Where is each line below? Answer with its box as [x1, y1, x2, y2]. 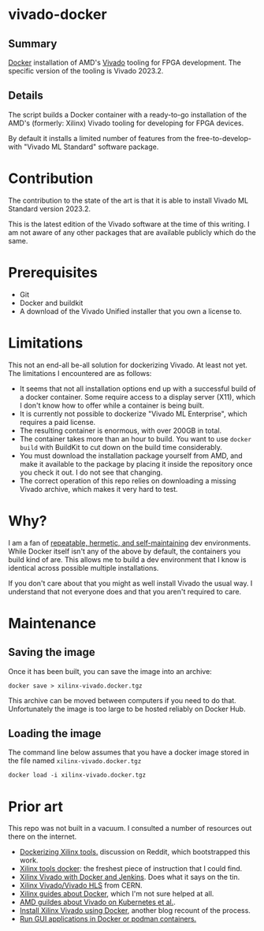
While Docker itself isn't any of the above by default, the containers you [8, 546, 241, 556]
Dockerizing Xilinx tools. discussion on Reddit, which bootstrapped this [19, 847, 251, 857]
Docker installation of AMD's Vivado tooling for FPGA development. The [8, 58, 242, 67]
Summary [8, 37, 58, 50]
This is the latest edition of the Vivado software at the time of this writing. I [8, 219, 250, 229]
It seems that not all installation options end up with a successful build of [19, 384, 256, 393]
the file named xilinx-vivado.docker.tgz [8, 756, 142, 765]
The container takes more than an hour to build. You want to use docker [19, 434, 252, 443]
